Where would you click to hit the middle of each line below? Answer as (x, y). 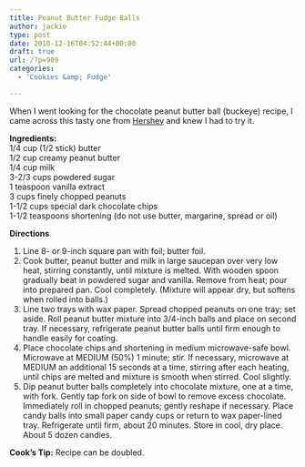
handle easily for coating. (70, 338)
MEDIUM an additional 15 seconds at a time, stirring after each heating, (156, 367)
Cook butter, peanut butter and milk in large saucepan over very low (150, 260)
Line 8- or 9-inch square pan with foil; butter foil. (114, 250)
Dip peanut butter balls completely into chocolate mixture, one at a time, (158, 386)
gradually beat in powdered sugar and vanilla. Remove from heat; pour (155, 279)
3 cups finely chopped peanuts (68, 196)
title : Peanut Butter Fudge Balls (75, 18)
